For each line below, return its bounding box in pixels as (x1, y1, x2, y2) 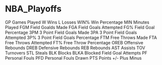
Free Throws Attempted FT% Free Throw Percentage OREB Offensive (5, 39, 144, 45)
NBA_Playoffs (5, 3, 62, 14)
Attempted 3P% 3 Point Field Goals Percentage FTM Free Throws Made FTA (5, 35, 157, 40)
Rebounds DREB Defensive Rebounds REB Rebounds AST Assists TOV (5, 45, 146, 51)
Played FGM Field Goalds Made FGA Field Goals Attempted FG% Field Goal (5, 24, 155, 30)
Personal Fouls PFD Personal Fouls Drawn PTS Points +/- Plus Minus (5, 55, 142, 61)
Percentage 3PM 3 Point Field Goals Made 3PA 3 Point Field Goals (5, 29, 137, 35)
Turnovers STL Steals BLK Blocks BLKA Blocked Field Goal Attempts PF (5, 50, 147, 56)
